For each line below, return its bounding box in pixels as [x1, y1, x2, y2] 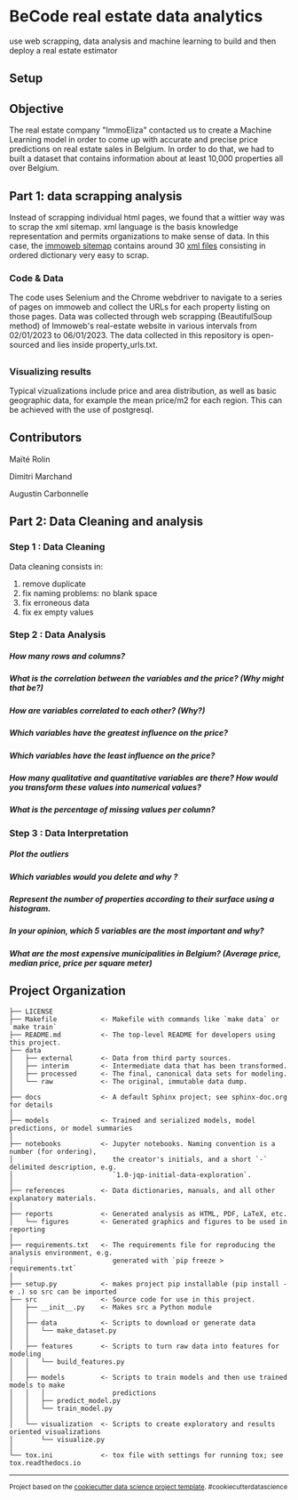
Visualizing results [9, 365, 91, 377]
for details [9, 1101, 53, 1109]
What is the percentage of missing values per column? [9, 804, 216, 815]
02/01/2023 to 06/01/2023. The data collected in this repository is [9, 330, 250, 341]
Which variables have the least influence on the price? [9, 750, 216, 761]
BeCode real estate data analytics [9, 6, 263, 27]
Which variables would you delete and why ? [9, 871, 178, 882]
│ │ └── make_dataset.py [9, 1326, 117, 1335]
